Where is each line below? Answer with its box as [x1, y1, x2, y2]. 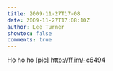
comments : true [7, 37, 52, 44]
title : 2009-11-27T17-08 [7, 10, 81, 18]
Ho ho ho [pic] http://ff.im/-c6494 [7, 56, 106, 64]
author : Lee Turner [7, 23, 65, 30]
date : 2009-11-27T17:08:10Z [7, 17, 90, 24]
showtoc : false [7, 30, 52, 37]
